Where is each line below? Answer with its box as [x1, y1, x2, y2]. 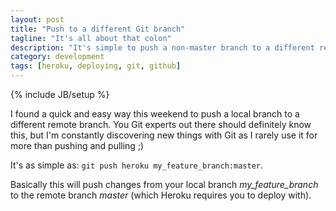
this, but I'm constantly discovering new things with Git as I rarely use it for [10, 129, 318, 141]
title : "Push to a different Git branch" [10, 24, 186, 34]
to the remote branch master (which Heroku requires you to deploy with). [10, 189, 312, 201]
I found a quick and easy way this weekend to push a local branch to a [10, 108, 300, 120]
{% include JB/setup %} [10, 89, 110, 100]
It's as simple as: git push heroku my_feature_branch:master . [10, 159, 263, 171]
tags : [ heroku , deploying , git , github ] [10, 61, 182, 71]
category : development [10, 52, 105, 62]
